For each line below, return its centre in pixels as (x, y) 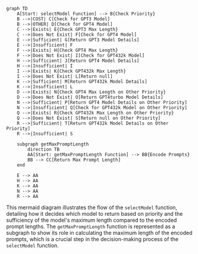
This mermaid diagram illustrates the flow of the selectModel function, (92, 207)
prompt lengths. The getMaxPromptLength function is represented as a (91, 226)
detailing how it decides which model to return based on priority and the (95, 214)
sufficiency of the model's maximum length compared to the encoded (92, 220)
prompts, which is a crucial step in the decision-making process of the (92, 239)
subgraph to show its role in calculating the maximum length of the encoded (99, 233)
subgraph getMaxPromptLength (53, 144)
